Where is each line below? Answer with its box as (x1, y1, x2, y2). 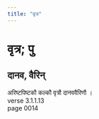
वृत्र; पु (7, 40, 35, 57)
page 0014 (7, 103, 39, 112)
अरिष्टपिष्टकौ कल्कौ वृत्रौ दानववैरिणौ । (7, 88, 93, 96)
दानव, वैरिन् (7, 69, 45, 81)
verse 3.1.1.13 (7, 96, 45, 105)
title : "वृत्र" (7, 10, 42, 18)
